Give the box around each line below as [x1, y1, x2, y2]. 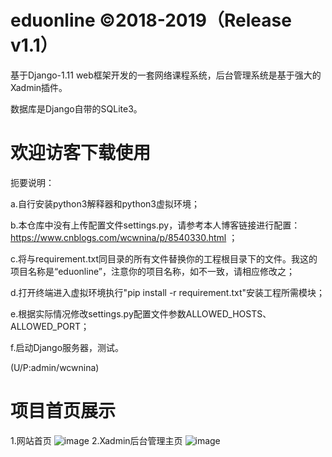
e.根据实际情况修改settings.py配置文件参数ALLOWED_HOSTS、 [10, 307, 272, 320]
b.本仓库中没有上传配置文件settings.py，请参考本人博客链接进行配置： [10, 219, 301, 231]
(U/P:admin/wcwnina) [10, 361, 100, 373]
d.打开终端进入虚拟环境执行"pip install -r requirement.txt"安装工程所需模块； [10, 286, 326, 298]
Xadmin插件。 [10, 81, 68, 93]
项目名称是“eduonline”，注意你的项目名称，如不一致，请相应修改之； [10, 265, 295, 277]
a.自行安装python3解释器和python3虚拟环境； [10, 197, 200, 210]
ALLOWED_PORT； [10, 320, 90, 332]
